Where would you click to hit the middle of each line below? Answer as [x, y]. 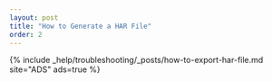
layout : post [34, 18]
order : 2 [26, 34]
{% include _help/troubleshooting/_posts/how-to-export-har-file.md [136, 60]
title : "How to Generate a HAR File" [81, 26]
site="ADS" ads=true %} [55, 69]
